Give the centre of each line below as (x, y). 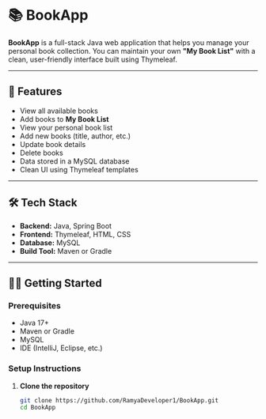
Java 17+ (34, 323)
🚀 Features (35, 92)
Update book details (53, 144)
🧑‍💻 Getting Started (55, 283)
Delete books (41, 153)
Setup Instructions (45, 368)
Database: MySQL (50, 243)
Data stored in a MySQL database (74, 161)
